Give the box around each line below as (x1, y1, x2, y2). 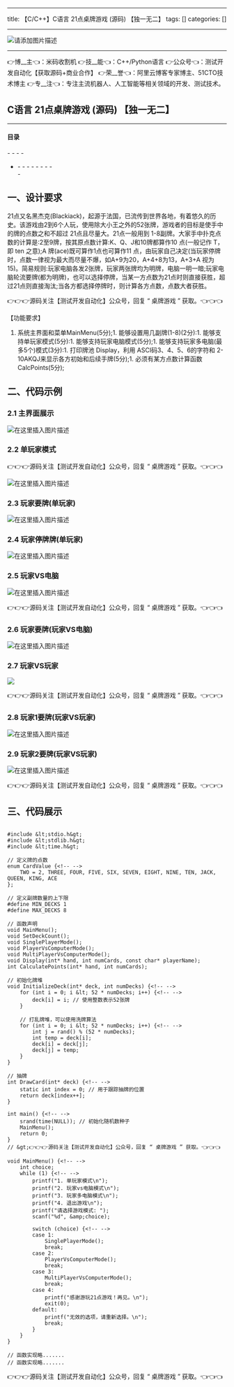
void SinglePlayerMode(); (7, 938, 82, 946)
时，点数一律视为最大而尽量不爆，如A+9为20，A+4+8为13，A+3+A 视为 (7, 255, 214, 264)
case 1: (32, 1231, 54, 1238)
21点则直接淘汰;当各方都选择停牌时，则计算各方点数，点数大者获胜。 (13, 281, 211, 290)
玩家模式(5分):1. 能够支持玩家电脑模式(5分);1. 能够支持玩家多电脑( (29, 337, 217, 345)
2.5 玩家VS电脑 (7, 571, 59, 581)
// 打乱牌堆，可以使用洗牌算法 (19, 1016, 97, 1023)
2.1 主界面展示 (7, 408, 54, 418)
